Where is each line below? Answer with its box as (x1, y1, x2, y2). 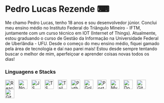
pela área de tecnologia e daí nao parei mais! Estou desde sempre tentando (5, 46, 158, 51)
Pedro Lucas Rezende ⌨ (5, 3, 110, 15)
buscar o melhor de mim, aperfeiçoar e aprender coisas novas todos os (5, 51, 149, 57)
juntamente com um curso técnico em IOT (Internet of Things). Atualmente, (5, 30, 157, 36)
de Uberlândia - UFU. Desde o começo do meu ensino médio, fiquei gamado (5, 40, 160, 46)
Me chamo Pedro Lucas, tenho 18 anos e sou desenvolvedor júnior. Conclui (5, 20, 157, 26)
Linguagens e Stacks (5, 68, 56, 75)
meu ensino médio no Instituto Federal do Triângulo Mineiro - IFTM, (5, 25, 141, 30)
